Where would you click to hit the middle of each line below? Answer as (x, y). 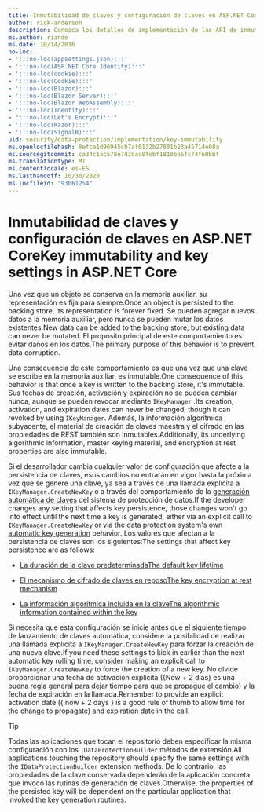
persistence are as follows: (52, 550)
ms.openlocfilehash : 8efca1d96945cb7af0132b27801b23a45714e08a (114, 147)
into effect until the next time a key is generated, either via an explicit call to (130, 516)
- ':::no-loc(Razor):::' (49, 125)
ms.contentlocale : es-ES (49, 169)
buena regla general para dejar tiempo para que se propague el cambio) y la (132, 686)
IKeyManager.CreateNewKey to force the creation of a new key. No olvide (123, 669)
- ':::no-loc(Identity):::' (54, 111)
